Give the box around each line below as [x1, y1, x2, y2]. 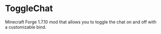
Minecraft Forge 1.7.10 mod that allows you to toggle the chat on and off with [5, 19, 157, 25]
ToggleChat [5, 3, 53, 14]
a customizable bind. [5, 24, 47, 30]
